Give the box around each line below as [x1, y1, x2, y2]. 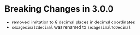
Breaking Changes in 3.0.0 [4, 3, 114, 14]
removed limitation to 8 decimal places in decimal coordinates [11, 19, 135, 25]
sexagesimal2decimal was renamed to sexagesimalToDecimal [11, 24, 131, 30]
